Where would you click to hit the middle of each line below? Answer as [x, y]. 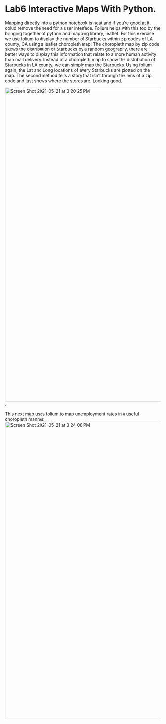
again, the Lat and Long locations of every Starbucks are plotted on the [78, 70]
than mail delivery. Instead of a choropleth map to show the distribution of [80, 59]
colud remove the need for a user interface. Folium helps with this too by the [83, 28]
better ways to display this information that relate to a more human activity [81, 54]
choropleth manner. [25, 419]
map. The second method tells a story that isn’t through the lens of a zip [78, 75]
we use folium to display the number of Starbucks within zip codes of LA [79, 39]
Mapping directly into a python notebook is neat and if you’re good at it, [78, 23]
